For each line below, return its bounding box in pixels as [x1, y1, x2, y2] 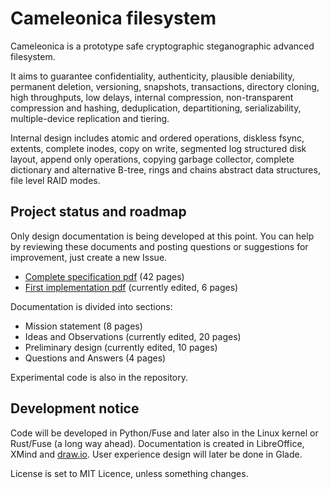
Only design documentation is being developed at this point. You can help [10, 230, 315, 242]
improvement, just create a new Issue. [10, 251, 168, 263]
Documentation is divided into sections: [10, 300, 173, 312]
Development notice [10, 400, 140, 417]
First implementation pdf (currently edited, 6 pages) [24, 281, 239, 293]
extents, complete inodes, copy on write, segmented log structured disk [10, 142, 307, 154]
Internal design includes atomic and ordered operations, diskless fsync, [10, 132, 305, 144]
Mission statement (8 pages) [24, 320, 143, 332]
